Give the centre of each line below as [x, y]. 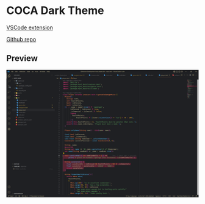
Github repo [21, 39]
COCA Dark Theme [55, 11]
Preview [22, 58]
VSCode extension [30, 27]
